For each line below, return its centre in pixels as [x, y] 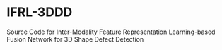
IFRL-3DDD [40, 12]
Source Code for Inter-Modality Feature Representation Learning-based [111, 32]
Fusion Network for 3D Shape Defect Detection [75, 39]
